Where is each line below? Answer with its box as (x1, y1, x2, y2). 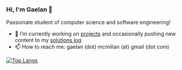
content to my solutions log (14, 37, 82, 44)
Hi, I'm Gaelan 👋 (6, 5, 53, 14)
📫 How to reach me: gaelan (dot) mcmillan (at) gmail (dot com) (14, 43, 170, 50)
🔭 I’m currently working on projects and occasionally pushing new (14, 30, 176, 37)
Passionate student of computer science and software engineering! (6, 19, 171, 26)
